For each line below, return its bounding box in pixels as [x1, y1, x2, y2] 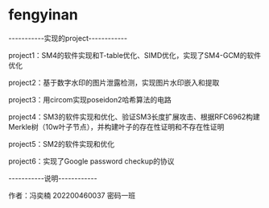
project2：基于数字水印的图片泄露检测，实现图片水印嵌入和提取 [8, 77, 220, 87]
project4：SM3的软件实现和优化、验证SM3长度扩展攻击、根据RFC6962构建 [8, 111, 260, 122]
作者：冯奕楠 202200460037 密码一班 [8, 190, 135, 200]
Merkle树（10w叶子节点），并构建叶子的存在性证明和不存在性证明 [8, 122, 225, 131]
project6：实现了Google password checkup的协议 [8, 156, 175, 166]
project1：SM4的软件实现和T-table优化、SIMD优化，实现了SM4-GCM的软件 [8, 50, 262, 60]
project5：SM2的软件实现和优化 [8, 139, 115, 148]
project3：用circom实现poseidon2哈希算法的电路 [8, 94, 172, 104]
